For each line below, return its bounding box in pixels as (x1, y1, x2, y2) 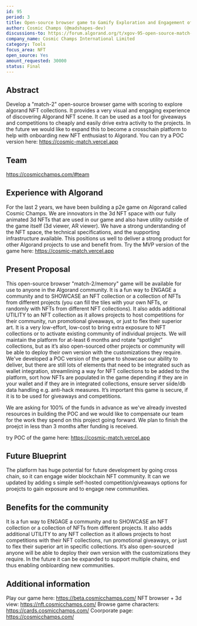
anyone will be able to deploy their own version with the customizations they (6, 550, 191, 557)
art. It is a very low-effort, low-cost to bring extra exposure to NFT (6, 324, 166, 331)
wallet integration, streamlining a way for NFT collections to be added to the (6, 367, 189, 374)
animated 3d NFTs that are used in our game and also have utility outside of (6, 216, 189, 223)
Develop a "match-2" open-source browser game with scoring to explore (6, 101, 183, 108)
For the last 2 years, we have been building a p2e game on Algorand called (6, 204, 187, 211)
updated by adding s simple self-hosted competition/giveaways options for (6, 479, 188, 486)
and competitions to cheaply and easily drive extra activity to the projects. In (6, 119, 191, 126)
